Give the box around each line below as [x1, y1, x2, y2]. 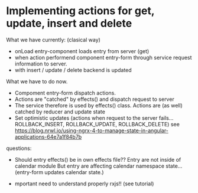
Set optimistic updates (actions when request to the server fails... [14, 114, 174, 122]
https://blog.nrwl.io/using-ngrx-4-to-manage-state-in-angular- [14, 127, 168, 134]
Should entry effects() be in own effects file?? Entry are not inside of [14, 156, 181, 163]
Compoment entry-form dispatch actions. [14, 89, 116, 96]
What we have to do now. [6, 78, 68, 85]
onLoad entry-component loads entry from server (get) [14, 47, 150, 54]
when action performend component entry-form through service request [14, 54, 192, 61]
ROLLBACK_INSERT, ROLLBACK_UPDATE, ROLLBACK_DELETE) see [14, 120, 180, 127]
